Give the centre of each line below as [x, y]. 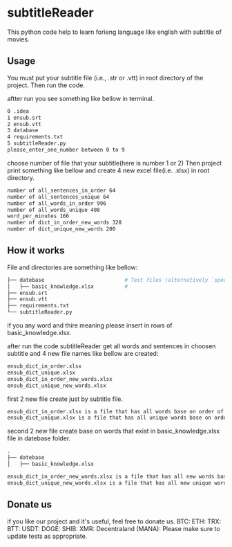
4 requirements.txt [35, 137]
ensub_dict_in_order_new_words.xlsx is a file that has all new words [111, 476]
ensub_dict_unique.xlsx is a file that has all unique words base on [109, 418]
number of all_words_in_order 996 [57, 203]
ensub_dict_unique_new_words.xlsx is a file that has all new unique [109, 483]
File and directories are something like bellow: [72, 267]
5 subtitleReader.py [37, 143]
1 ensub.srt [24, 118]
